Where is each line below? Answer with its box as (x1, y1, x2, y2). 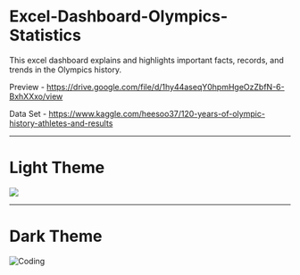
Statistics (9, 25, 82, 46)
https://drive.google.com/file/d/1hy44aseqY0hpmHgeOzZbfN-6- (46, 81, 285, 92)
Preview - (9, 81, 45, 92)
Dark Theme (9, 226, 103, 246)
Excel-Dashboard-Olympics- (9, 6, 229, 27)
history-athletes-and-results (9, 118, 113, 129)
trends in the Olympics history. (9, 64, 122, 75)
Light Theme (9, 158, 105, 178)
